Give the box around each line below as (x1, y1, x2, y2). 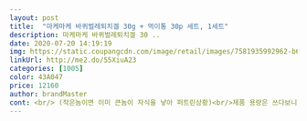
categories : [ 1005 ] (9, 65, 84, 74)
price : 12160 (9, 81, 59, 90)
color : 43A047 (9, 73, 64, 82)
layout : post (9, 13, 59, 23)
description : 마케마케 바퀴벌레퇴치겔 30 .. (9, 30, 161, 39)
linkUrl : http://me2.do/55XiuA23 (9, 55, 137, 65)
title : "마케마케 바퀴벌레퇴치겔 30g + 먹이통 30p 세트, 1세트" (9, 22, 229, 31)
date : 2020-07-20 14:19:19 (9, 38, 112, 48)
